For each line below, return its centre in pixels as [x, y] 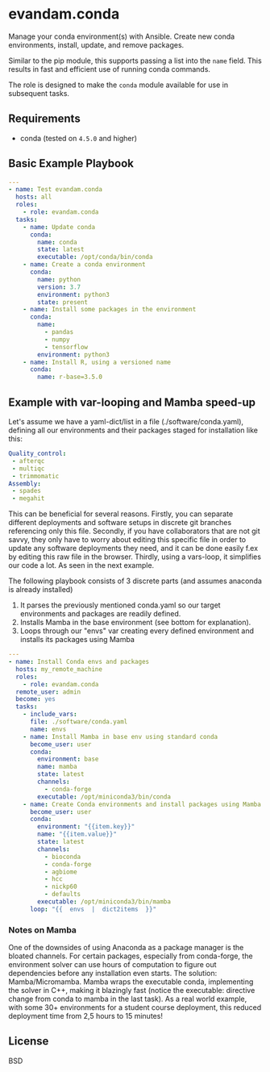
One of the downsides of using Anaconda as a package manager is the [126, 948]
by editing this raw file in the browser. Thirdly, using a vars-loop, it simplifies [135, 557]
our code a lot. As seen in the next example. [81, 565]
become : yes [36, 699]
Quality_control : [37, 453]
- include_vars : [50, 715]
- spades [27, 491]
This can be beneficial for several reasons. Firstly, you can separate [121, 514]
